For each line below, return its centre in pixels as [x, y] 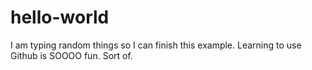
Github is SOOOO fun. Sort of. [71, 55]
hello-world [60, 17]
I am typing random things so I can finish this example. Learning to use [156, 45]
